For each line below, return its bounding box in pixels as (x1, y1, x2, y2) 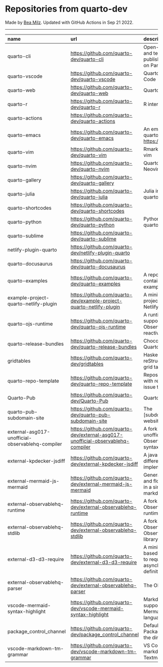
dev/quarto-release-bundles (70, 343, 137, 350)
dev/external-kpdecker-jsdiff (70, 460, 138, 467)
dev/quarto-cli (70, 56, 104, 63)
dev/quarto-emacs (70, 134, 114, 141)
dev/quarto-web (70, 90, 109, 97)
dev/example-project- (70, 297, 122, 304)
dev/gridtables (70, 360, 104, 367)
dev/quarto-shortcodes (70, 207, 125, 214)
